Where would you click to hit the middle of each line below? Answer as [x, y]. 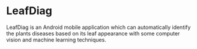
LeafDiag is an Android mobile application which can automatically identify [98, 27]
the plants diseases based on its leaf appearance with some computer [93, 33]
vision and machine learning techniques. [56, 40]
